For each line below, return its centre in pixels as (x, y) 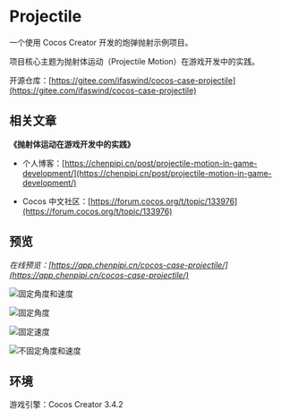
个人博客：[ (43, 163)
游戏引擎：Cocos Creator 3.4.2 (66, 405)
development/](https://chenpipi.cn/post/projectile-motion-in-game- (147, 173)
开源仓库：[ (30, 80)
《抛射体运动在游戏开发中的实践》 (72, 144)
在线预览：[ (30, 265)
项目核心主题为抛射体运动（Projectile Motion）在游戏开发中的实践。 (135, 61)
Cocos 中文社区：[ (56, 201)
